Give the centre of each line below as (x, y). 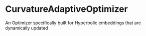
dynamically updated (27, 28)
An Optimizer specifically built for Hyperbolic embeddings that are (73, 23)
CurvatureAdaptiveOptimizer (67, 9)
